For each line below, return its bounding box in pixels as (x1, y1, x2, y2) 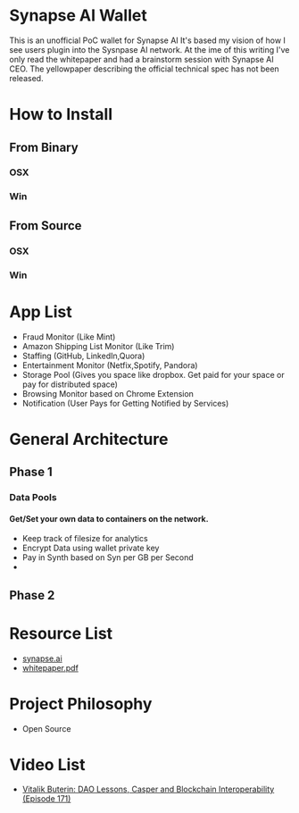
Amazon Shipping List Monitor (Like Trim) (21, 340, 175, 351)
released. (9, 72, 44, 83)
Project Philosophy (9, 693, 153, 714)
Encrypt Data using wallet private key (21, 542, 160, 554)
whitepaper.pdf (21, 662, 79, 673)
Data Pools (9, 491, 57, 504)
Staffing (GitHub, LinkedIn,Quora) (21, 350, 145, 361)
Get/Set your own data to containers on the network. (9, 513, 209, 524)
